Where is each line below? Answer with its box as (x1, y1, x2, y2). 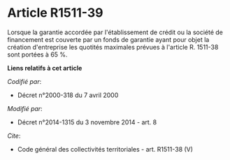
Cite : (7, 131, 21, 140)
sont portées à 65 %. (7, 50, 68, 59)
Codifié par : (7, 77, 42, 85)
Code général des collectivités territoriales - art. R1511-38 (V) (17, 145, 194, 153)
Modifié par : (7, 104, 43, 112)
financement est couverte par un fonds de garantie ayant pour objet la (7, 35, 210, 43)
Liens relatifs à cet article (7, 64, 82, 72)
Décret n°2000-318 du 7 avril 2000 (17, 91, 119, 99)
